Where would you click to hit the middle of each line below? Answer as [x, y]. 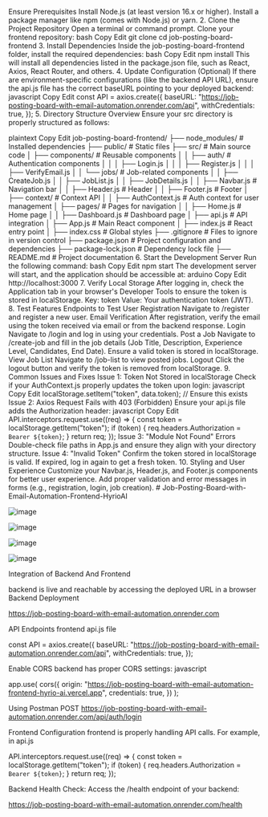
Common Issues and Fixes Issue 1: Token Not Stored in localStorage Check [132, 377]
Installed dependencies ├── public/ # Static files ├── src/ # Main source [130, 146]
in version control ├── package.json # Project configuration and [115, 240]
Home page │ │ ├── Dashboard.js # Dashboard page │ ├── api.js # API [128, 215]
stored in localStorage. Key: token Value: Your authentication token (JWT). [131, 300]
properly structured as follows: [59, 122]
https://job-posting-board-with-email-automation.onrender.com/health [126, 805]
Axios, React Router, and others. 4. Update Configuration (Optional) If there [132, 71]
